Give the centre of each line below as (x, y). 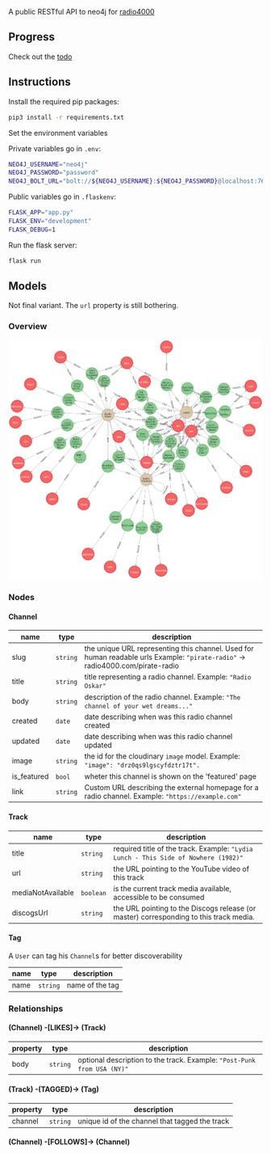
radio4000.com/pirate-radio (132, 666)
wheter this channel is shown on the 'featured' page (170, 776)
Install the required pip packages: (64, 101)
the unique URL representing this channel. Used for (169, 649)
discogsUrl (30, 912)
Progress (31, 37)
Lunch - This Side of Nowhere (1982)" (178, 858)
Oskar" (95, 687)
